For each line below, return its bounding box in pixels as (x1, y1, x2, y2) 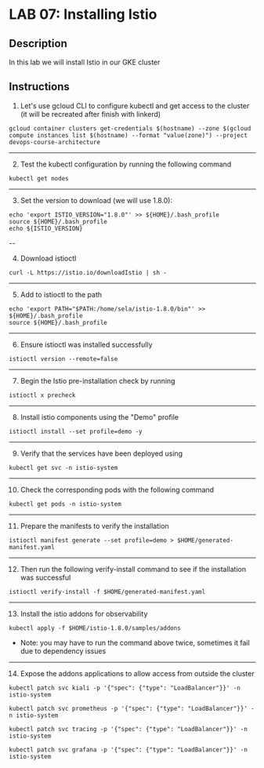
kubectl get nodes (9, 174, 69, 182)
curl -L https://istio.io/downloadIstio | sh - (9, 268, 168, 276)
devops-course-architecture (9, 138, 101, 146)
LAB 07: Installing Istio (9, 5, 157, 24)
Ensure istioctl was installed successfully (20, 340, 153, 349)
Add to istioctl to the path (20, 289, 103, 299)
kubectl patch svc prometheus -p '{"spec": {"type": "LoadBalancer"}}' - (9, 704, 255, 712)
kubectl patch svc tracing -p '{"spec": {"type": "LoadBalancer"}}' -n (9, 725, 248, 733)
